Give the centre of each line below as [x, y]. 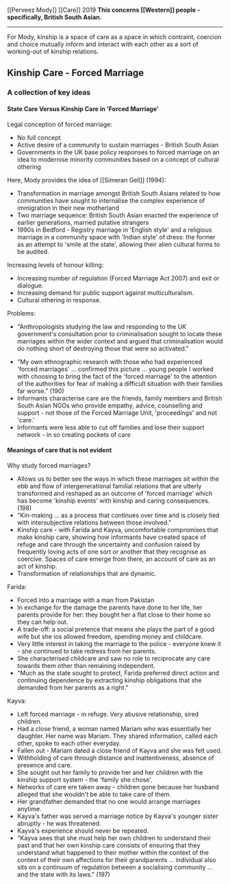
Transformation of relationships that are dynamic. [87, 573]
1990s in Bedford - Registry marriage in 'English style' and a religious [114, 230]
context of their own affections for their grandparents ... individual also [116, 859]
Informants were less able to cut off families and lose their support [111, 427]
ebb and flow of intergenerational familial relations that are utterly [109, 486]
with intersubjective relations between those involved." [94, 522]
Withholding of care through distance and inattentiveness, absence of [115, 758]
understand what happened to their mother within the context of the [113, 852]
